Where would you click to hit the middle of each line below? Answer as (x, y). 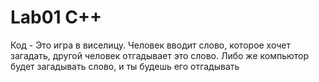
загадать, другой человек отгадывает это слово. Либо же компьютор (160, 55)
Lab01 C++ (56, 17)
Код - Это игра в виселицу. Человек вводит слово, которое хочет (150, 45)
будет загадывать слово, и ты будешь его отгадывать (125, 66)
